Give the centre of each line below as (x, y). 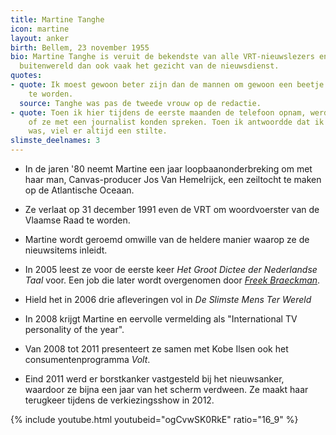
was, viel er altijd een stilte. (98, 131)
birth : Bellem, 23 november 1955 (80, 47)
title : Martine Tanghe (57, 19)
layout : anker (40, 38)
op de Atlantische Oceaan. (79, 190)
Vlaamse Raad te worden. (77, 220)
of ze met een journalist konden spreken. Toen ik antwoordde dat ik (176, 122)
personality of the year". (74, 329)
